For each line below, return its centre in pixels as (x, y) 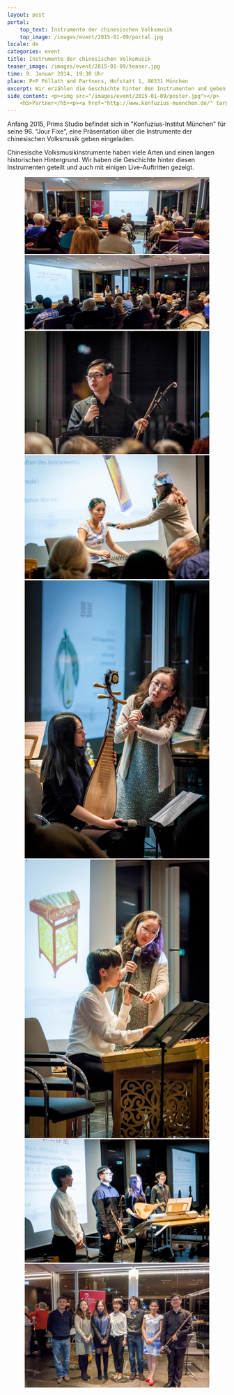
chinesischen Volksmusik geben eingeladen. (71, 139)
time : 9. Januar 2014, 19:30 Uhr (56, 73)
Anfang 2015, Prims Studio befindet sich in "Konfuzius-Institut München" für (117, 124)
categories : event (34, 52)
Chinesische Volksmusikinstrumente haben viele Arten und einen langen (111, 152)
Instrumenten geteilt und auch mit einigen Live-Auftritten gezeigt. (101, 167)
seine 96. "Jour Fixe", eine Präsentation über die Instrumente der (100, 131)
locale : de (23, 44)
